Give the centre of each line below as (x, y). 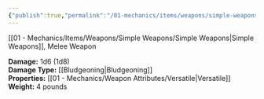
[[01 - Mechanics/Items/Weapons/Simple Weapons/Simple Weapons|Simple (131, 38)
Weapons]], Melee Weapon (52, 46)
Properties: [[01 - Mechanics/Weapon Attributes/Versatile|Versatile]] (119, 78)
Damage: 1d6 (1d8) (39, 61)
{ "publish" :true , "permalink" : (58, 15)
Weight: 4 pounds (38, 86)
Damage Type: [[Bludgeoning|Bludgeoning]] (81, 70)
